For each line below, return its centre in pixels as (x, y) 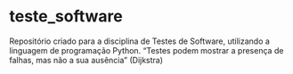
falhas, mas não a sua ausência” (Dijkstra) (86, 60)
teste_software (66, 16)
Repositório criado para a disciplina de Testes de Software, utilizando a (139, 41)
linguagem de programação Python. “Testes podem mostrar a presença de (146, 50)
